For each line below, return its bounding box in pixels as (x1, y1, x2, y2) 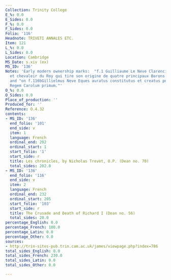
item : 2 (10, 182, 26, 188)
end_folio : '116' (10, 173, 47, 178)
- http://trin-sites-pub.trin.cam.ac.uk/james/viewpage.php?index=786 (5, 243, 158, 249)
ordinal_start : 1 (10, 144, 47, 150)
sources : (5, 239, 24, 244)
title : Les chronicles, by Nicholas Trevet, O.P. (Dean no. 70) (10, 159, 149, 164)
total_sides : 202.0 (10, 163, 51, 168)
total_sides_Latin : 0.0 (5, 258, 56, 263)
